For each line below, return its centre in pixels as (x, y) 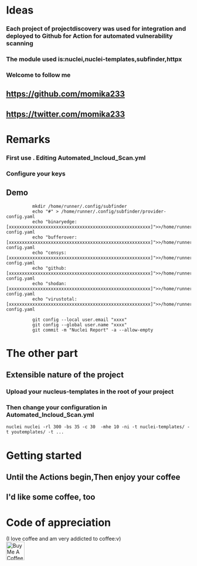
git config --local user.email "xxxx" (79, 320)
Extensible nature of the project (65, 375)
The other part (42, 353)
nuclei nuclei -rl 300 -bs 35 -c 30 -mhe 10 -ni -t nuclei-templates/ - (98, 427)
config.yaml (21, 216)
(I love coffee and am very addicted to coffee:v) (64, 539)
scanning (20, 44)
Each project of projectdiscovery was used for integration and (96, 29)
